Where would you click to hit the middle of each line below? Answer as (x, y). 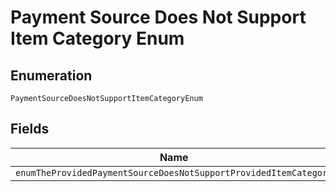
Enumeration (51, 75)
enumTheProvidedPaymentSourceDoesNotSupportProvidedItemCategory (174, 172)
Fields (30, 129)
